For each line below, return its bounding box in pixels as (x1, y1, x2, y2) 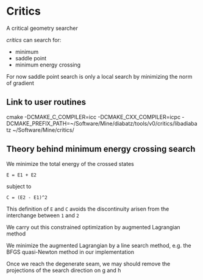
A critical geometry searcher (6, 24, 78, 32)
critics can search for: (6, 36, 62, 43)
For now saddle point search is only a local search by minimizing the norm (6, 73, 193, 80)
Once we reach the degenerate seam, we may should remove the (6, 260, 171, 267)
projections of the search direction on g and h (6, 267, 121, 274)
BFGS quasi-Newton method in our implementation (6, 248, 134, 256)
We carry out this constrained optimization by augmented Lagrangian (6, 223, 181, 231)
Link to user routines (6, 97, 87, 107)
